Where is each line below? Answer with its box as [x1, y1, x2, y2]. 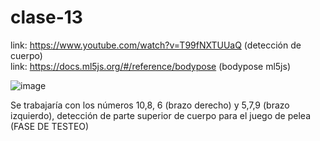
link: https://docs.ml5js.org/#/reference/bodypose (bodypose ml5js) [10, 60, 292, 72]
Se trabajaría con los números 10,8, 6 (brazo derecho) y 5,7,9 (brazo [10, 99, 290, 111]
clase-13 [10, 6, 83, 29]
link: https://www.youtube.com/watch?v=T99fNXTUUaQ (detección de [10, 39, 302, 51]
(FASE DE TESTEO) [10, 120, 90, 132]
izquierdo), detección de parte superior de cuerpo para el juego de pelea [10, 109, 311, 121]
